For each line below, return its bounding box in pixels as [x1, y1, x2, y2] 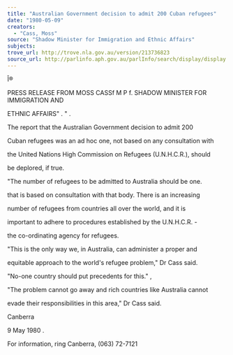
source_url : [7, 56, 42, 63]
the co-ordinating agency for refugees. [7, 231, 119, 240]
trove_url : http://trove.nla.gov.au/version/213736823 [7, 50, 170, 57]
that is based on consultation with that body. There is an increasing [7, 190, 200, 199]
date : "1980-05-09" [7, 17, 64, 24]
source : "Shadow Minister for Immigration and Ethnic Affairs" [7, 36, 195, 43]
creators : [7, 23, 36, 30]
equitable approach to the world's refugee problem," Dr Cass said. [7, 258, 198, 266]
